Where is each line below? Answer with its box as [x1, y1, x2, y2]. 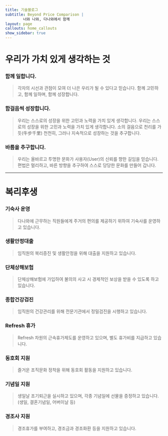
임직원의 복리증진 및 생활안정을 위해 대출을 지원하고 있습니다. [17, 250, 136, 256]
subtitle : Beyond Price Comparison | [5, 12, 84, 17]
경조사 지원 [5, 413, 30, 420]
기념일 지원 [5, 380, 30, 387]
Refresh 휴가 [5, 322, 36, 329]
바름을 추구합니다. [5, 144, 46, 151]
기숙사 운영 [5, 206, 30, 213]
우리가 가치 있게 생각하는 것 [5, 54, 110, 65]
